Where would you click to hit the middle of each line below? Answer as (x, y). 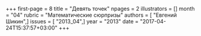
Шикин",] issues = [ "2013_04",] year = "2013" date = (72, 21)
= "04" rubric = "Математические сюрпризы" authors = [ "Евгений (91, 15)
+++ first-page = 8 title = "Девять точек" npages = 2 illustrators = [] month (100, 9)
